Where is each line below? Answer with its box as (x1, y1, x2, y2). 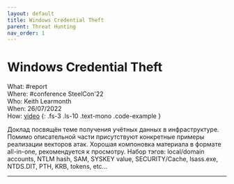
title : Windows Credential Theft (7, 17, 104, 24)
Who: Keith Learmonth (7, 97, 72, 106)
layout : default (7, 10, 54, 17)
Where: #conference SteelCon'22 (7, 90, 104, 98)
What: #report (7, 83, 47, 91)
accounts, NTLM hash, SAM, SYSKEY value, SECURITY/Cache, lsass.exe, (7, 155, 218, 163)
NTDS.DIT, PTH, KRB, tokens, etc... (7, 162, 108, 171)
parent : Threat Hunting (7, 23, 77, 30)
